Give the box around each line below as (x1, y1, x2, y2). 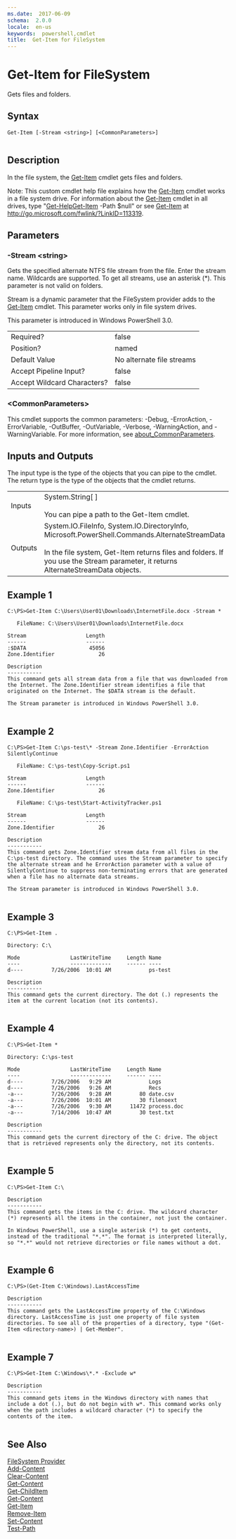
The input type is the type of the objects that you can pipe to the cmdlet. (7, 469, 217, 477)
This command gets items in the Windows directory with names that (7, 1395, 209, 1402)
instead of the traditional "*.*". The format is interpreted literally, (7, 1233, 228, 1240)
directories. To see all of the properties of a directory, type (7, 1320, 202, 1327)
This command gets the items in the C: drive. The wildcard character (7, 1208, 218, 1215)
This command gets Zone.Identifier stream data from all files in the (7, 849, 218, 856)
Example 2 (7, 726, 54, 737)
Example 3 (7, 911, 55, 923)
